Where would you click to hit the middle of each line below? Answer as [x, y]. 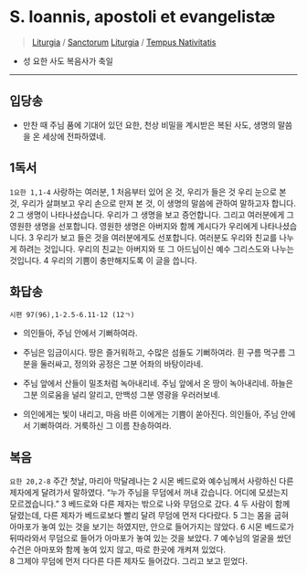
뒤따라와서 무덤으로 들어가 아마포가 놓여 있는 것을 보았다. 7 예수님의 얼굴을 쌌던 [151, 538]
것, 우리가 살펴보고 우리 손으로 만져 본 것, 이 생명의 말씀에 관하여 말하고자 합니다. [153, 203]
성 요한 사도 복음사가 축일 [68, 60]
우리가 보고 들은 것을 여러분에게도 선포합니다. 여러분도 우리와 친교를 [157, 237]
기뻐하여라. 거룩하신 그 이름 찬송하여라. [102, 426]
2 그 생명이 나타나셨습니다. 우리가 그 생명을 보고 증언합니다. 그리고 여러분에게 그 [152, 214]
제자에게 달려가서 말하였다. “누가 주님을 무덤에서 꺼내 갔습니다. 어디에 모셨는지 [149, 493]
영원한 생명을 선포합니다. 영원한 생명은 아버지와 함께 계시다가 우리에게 [134, 226]
